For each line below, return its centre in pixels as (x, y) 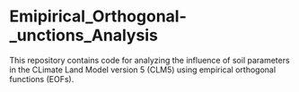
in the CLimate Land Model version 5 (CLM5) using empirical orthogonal (143, 70)
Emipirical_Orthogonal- (98, 17)
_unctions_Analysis (84, 35)
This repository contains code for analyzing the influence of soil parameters (149, 60)
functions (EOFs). (42, 79)
